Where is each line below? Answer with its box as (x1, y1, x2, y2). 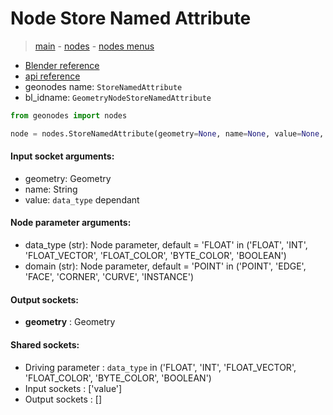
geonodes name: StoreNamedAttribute (24, 80, 183, 92)
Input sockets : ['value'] (24, 382, 123, 394)
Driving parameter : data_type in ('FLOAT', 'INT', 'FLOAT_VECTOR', (24, 361, 297, 373)
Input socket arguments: (10, 150, 115, 162)
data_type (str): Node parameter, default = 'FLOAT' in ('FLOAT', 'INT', (24, 239, 308, 251)
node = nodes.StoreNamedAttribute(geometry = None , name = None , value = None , (10, 128, 325, 139)
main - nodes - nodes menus (34, 40, 155, 52)
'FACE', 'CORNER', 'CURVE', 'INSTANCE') (24, 271, 195, 283)
